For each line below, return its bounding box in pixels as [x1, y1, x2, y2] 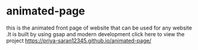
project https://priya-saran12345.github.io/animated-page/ [6, 37, 152, 44]
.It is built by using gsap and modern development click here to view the [6, 30, 185, 37]
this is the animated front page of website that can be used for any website [6, 24, 193, 31]
